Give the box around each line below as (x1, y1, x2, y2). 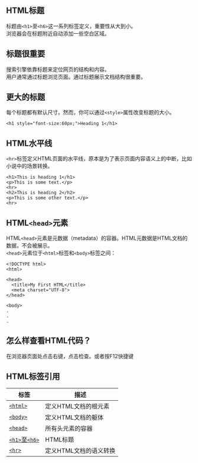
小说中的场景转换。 (6, 162, 53, 170)
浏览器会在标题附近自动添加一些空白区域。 (6, 30, 110, 37)
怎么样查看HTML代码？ (6, 336, 92, 346)
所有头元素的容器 (45, 424, 93, 432)
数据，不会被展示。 (6, 242, 53, 249)
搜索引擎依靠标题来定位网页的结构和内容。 (6, 66, 110, 73)
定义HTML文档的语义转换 (45, 446, 116, 455)
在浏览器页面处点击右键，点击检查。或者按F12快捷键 (6, 352, 134, 359)
